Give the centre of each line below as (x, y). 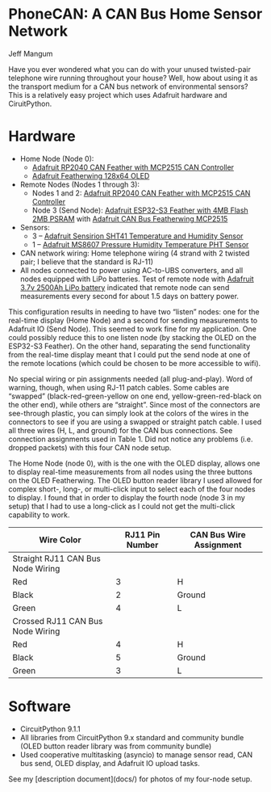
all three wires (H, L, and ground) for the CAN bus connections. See (121, 430)
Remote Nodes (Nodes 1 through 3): (79, 184)
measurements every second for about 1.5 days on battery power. (129, 296)
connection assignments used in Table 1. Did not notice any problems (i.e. (131, 439)
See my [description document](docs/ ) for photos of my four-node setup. (130, 779)
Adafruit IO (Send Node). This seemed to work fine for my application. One (132, 329)
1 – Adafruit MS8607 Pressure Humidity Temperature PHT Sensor (140, 244)
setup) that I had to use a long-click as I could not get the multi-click (122, 506)
